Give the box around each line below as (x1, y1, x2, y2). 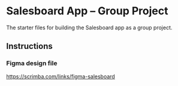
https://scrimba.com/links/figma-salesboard (6, 73, 115, 80)
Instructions (6, 41, 53, 51)
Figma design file (6, 59, 58, 67)
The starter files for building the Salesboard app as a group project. (6, 24, 173, 31)
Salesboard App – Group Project (6, 4, 169, 18)
